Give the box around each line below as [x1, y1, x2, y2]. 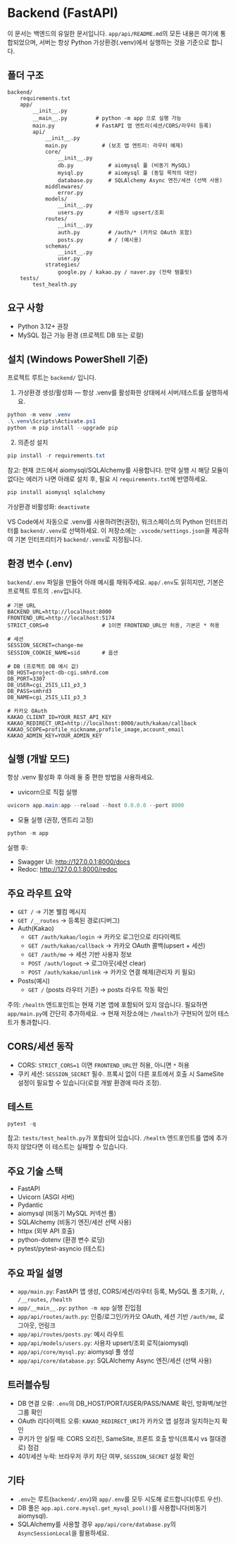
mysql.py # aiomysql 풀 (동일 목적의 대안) [57, 169, 198, 176]
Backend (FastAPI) [7, 5, 118, 21]
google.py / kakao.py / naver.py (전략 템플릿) [57, 268, 192, 276]
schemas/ [44, 242, 71, 250]
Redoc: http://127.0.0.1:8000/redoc [17, 865, 118, 874]
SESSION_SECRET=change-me [7, 641, 83, 649]
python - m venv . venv [7, 411, 71, 418]
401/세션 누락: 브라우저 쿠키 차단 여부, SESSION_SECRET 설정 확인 [17, 1452, 195, 1460]
